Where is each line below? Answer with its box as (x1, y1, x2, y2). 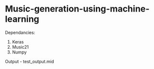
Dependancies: (5, 29, 35, 35)
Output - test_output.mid (5, 58, 54, 64)
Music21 (12, 44, 29, 50)
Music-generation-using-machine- (5, 3, 150, 14)
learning (5, 14, 40, 25)
